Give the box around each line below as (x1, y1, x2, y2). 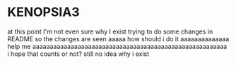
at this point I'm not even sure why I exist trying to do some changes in (7, 27, 213, 36)
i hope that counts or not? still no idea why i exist (7, 50, 150, 58)
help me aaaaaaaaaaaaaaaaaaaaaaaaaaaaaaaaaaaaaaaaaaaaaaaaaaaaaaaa (7, 42, 228, 50)
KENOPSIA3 (7, 4, 80, 20)
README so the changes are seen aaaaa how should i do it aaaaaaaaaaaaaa (7, 34, 230, 43)
